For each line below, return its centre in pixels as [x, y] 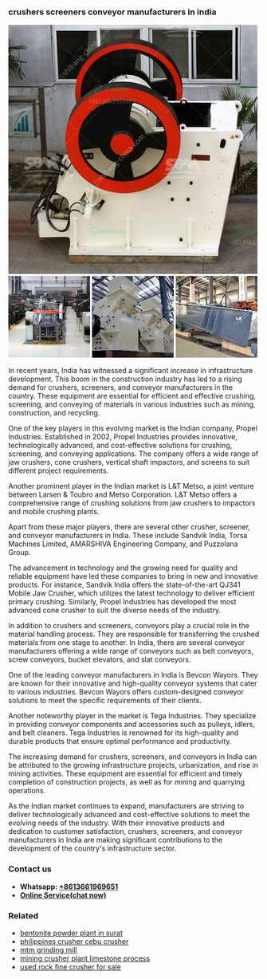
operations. [27, 791]
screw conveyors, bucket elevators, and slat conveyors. [100, 659]
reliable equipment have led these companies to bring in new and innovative [133, 576]
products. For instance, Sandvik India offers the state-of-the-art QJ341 [124, 585]
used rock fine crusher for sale [70, 966]
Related [24, 915]
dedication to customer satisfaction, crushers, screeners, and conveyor [126, 832]
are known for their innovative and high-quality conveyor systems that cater [133, 683]
